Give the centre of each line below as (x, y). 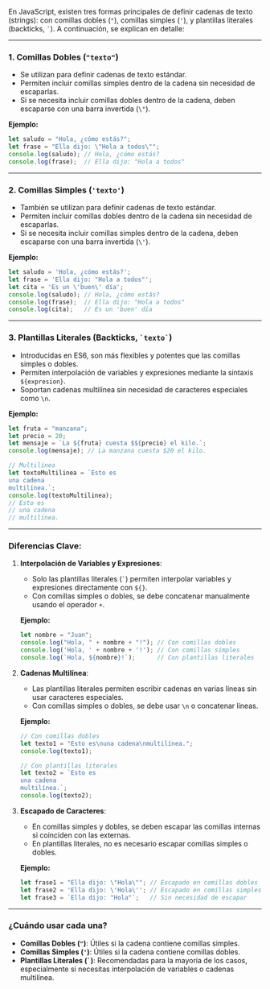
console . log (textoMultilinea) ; (61, 495)
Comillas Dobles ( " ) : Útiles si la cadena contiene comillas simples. (130, 943)
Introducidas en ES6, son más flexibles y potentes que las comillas (130, 355)
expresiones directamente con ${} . (90, 588)
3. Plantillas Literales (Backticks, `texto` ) (90, 337)
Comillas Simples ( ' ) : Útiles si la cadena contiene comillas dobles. (130, 952)
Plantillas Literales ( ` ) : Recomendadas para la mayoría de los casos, (133, 960)
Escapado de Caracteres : (63, 811)
